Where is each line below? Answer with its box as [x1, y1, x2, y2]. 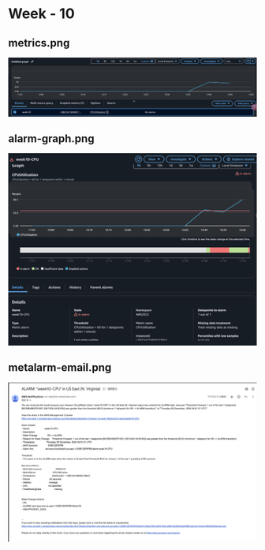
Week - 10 [8, 5, 75, 23]
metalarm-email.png [8, 361, 112, 375]
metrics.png [8, 36, 70, 50]
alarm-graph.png [8, 132, 95, 145]
